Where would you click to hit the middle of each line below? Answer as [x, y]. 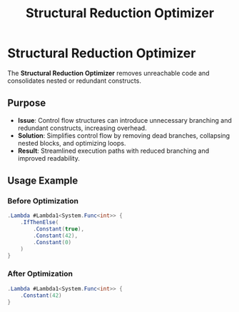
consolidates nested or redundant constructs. [74, 81]
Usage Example [43, 181]
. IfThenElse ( [40, 223]
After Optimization [40, 274]
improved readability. [49, 158]
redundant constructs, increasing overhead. [82, 128]
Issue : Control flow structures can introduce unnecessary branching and [124, 120]
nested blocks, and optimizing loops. [72, 143]
